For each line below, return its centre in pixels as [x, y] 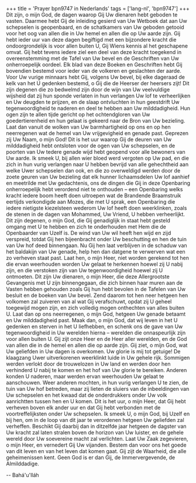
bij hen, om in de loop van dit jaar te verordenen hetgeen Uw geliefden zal [95, 420]
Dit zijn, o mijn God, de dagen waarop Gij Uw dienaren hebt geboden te [92, 15]
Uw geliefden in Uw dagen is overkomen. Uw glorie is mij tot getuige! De [93, 351]
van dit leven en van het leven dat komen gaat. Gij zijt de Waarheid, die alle [96, 451]
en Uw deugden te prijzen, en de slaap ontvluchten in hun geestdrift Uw [93, 102]
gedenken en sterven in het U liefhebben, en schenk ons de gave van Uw [94, 326]
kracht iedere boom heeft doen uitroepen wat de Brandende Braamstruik [94, 195]
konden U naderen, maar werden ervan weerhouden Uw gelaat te [85, 376]
